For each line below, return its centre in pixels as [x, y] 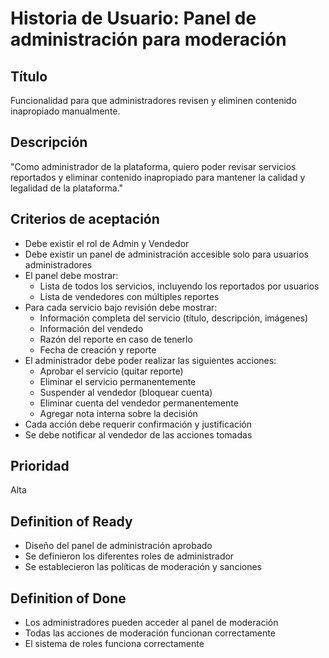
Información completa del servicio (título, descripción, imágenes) [174, 318]
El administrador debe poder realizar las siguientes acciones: [150, 360]
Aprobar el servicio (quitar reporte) [111, 371]
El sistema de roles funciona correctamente [114, 644]
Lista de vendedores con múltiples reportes [129, 296]
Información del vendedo [91, 328]
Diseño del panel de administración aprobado [118, 546]
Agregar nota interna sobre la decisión [118, 413]
